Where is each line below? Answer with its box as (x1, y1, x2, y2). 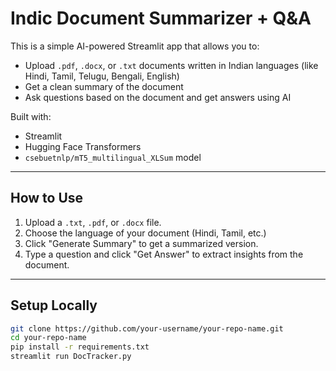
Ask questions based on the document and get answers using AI (24, 91, 292, 103)
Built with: (10, 110, 52, 122)
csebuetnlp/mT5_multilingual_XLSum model (24, 151, 202, 163)
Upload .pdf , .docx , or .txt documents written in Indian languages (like (24, 59, 319, 71)
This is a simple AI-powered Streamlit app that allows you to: (10, 40, 260, 52)
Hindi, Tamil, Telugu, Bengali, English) (24, 70, 180, 82)
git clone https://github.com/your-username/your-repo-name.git (10, 323, 284, 334)
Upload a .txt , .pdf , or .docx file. (24, 216, 162, 228)
